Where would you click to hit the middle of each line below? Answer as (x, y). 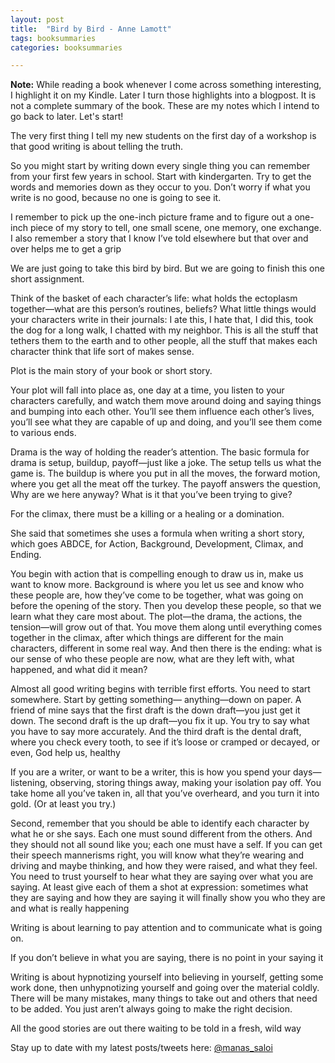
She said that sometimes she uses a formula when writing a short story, (157, 533)
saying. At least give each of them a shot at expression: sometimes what (159, 887)
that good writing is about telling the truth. (97, 147)
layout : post (37, 19)
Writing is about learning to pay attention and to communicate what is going (166, 928)
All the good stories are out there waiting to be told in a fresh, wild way (156, 1028)
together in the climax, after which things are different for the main (147, 638)
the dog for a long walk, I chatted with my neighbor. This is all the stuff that (164, 330)
